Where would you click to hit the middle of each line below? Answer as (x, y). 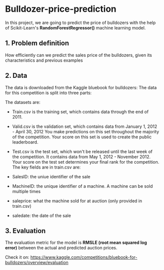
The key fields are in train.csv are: (46, 167)
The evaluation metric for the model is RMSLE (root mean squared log (76, 243)
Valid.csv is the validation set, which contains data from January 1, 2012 (85, 126)
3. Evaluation (25, 231)
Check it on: (17, 257)
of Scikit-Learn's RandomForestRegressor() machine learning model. (75, 27)
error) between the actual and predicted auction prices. (61, 248)
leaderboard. (25, 142)
